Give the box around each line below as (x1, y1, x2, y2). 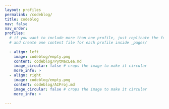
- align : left (9, 49, 39, 54)
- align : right (9, 73, 41, 78)
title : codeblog (5, 17, 39, 22)
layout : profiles (5, 7, 41, 13)
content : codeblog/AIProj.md (14, 82, 75, 87)
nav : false (5, 21, 28, 27)
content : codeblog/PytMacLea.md (14, 59, 82, 64)
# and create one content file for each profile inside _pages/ (9, 40, 147, 45)
